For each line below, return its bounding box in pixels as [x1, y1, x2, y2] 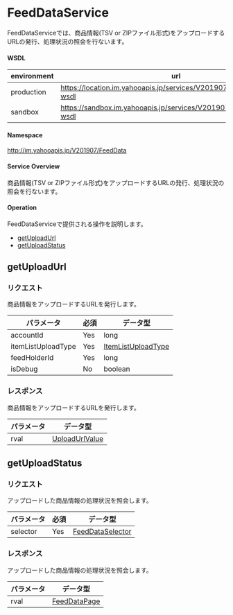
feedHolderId [10, 353, 54, 363]
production [10, 87, 46, 97]
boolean [103, 364, 130, 374]
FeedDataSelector [72, 527, 132, 537]
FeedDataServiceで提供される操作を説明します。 [7, 220, 147, 228]
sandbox [10, 107, 40, 117]
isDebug [10, 364, 38, 374]
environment [10, 71, 54, 81]
